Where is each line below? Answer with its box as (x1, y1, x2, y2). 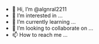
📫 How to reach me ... (11, 32, 68, 38)
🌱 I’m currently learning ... (11, 18, 76, 25)
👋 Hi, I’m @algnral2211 (11, 6, 67, 12)
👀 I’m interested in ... (11, 12, 63, 19)
